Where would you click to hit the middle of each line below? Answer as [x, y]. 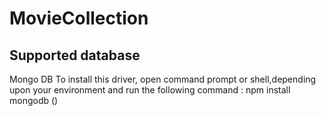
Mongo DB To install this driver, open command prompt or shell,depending [163, 79]
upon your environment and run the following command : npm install [150, 90]
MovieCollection [79, 18]
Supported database [75, 55]
